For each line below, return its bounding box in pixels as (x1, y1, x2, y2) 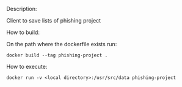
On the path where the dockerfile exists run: (6, 41, 117, 47)
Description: (6, 5, 37, 12)
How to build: (6, 29, 40, 36)
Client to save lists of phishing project (6, 17, 101, 24)
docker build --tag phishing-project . (6, 52, 108, 58)
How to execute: (6, 63, 48, 70)
